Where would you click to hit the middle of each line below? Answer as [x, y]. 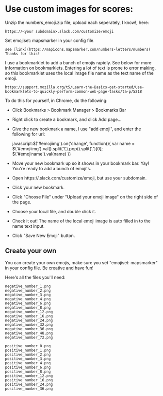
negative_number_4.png [28, 299]
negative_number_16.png [29, 316]
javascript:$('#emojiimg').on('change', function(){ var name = [73, 143]
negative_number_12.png [29, 312]
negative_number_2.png [28, 290]
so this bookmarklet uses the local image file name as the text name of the [79, 73]
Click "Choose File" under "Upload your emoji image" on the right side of [85, 197]
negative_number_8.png [28, 307]
